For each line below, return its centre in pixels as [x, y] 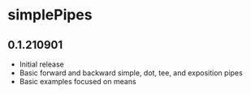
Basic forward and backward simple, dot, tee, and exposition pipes [131, 73]
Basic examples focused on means [78, 81]
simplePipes [50, 15]
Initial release [41, 64]
